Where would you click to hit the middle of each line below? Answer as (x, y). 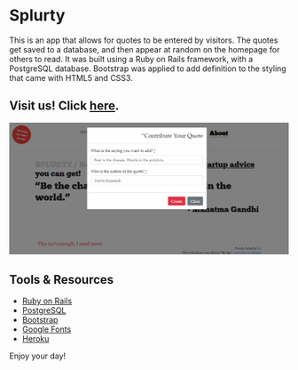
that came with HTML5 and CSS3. (71, 77)
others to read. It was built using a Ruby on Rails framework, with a (131, 59)
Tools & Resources (62, 280)
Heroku (35, 339)
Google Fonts (47, 329)
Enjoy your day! (38, 356)
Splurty (37, 16)
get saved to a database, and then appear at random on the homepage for (145, 49)
